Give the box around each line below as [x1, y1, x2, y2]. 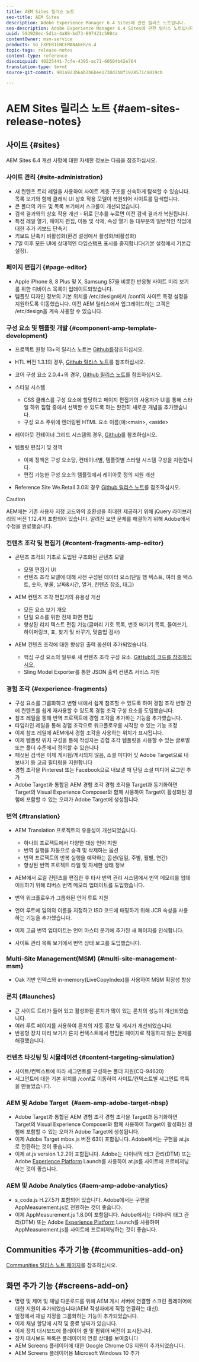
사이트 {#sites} [6, 140, 60, 150]
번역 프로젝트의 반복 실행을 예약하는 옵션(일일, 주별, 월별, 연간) [23, 854, 168, 861]
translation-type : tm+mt [6, 63, 68, 70]
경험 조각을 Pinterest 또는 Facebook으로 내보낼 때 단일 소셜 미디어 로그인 [14, 766, 185, 773]
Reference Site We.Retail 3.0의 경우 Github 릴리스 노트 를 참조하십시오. [14, 484, 181, 491]
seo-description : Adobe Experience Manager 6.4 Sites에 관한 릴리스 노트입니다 [6, 25, 194, 31]
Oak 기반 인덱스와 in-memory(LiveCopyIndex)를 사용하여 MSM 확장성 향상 [14, 976, 191, 984]
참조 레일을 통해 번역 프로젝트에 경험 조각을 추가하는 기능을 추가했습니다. [14, 714, 182, 721]
